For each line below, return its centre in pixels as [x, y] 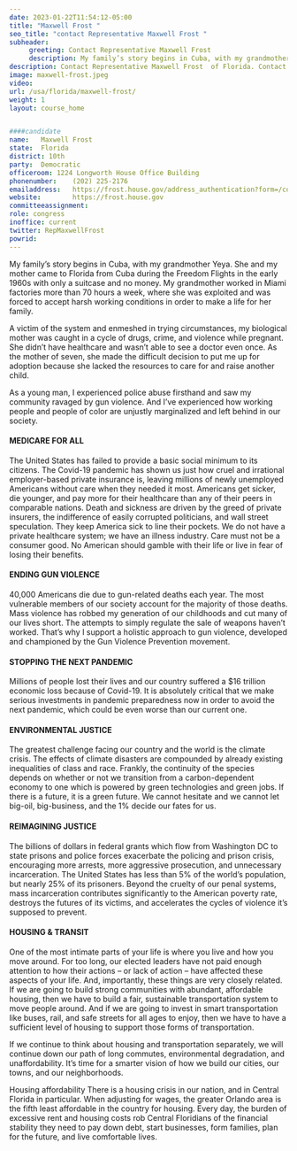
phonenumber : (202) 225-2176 [69, 181]
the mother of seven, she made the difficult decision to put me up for [134, 356]
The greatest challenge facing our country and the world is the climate [137, 750]
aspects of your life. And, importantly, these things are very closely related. [146, 980]
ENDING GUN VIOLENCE [54, 575]
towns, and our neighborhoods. [66, 1072]
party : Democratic [45, 165]
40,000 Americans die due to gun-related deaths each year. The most [137, 594]
